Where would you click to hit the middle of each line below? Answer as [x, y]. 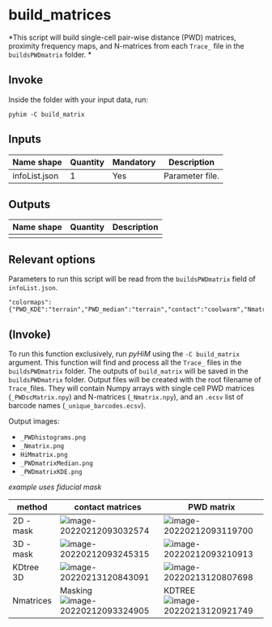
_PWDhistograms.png [53, 437]
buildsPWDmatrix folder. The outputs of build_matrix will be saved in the [128, 371]
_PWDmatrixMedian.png [56, 463]
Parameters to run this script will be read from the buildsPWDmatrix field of [132, 279]
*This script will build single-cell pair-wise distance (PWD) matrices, [122, 37]
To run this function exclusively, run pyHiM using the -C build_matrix [124, 354]
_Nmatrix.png [42, 446]
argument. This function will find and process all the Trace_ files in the [125, 363]
